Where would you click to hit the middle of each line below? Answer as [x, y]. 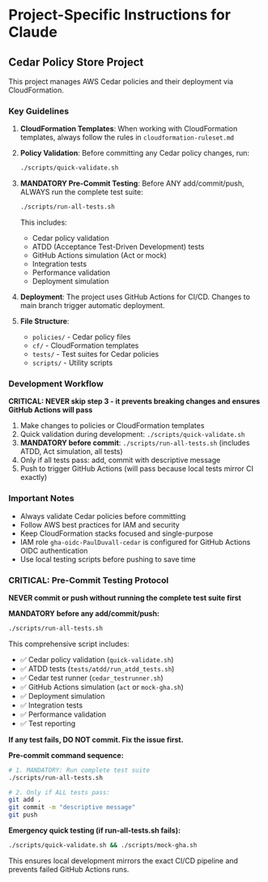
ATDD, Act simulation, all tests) [71, 452]
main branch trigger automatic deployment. [92, 306]
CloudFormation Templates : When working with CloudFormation [129, 129]
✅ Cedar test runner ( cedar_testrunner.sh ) [91, 678]
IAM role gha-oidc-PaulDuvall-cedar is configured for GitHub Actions [135, 542]
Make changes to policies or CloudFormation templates [112, 426]
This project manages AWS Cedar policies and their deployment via [121, 81]
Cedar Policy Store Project [76, 62]
